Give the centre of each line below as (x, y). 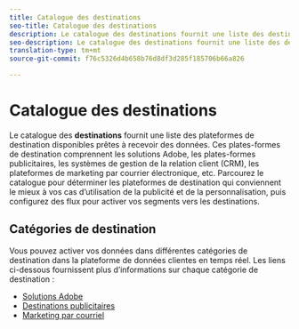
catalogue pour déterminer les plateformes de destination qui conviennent (145, 182)
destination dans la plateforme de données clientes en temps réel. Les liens (148, 260)
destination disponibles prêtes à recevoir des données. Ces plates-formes (145, 144)
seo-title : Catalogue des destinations (83, 26)
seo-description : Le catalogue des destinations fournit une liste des (145, 42)
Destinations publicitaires (69, 305)
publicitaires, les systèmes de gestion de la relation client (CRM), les (134, 163)
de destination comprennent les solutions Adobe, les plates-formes (133, 154)
